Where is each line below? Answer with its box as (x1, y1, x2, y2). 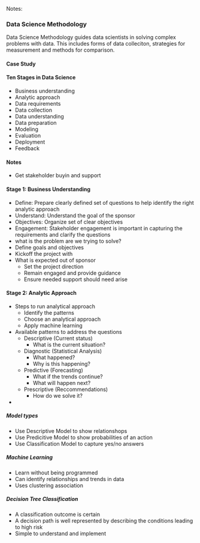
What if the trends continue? (32, 372, 103, 380)
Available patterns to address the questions (14, 328, 122, 335)
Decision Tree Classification (6, 496, 78, 503)
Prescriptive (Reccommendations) (23, 386, 108, 393)
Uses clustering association (14, 482, 84, 489)
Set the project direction (23, 262, 84, 270)
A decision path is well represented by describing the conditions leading (14, 517, 193, 524)
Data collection (14, 106, 53, 114)
